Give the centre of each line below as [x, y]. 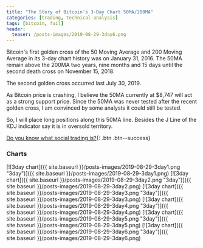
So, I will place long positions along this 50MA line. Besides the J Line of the [101, 120]
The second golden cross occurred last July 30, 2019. [74, 83]
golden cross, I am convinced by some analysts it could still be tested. [94, 108]
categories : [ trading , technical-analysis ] [62, 18]
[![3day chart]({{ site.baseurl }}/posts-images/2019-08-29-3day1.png [93, 167]
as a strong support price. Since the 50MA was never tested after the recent [102, 102]
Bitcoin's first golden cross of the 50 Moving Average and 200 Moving [94, 52]
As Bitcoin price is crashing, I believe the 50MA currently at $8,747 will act [99, 95]
